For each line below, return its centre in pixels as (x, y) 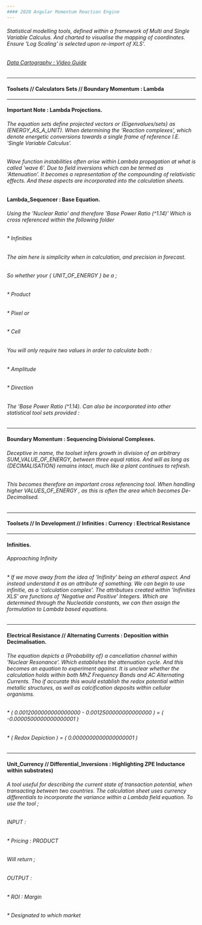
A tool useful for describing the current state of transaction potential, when (100, 784)
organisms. (21, 694)
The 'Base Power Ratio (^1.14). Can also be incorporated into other (89, 406)
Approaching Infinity (32, 558)
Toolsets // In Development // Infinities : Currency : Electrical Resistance (99, 524)
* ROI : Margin (24, 897)
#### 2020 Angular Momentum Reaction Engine (63, 12)
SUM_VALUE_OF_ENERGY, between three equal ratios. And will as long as (98, 459)
